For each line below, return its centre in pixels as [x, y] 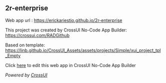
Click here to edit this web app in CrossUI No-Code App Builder [70, 65]
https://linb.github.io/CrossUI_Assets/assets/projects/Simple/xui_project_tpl [83, 50]
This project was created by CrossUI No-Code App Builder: [66, 30]
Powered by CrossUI [26, 75]
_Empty [13, 55]
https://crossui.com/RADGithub [37, 35]
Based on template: [25, 45]
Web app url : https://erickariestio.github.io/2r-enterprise [64, 20]
